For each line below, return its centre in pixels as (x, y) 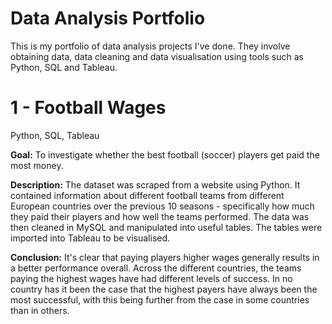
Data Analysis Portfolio (108, 18)
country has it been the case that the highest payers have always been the (164, 289)
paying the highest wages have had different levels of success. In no (151, 278)
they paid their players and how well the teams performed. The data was (160, 216)
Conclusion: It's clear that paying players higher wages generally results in (165, 257)
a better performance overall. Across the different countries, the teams (156, 268)
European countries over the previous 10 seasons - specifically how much (162, 206)
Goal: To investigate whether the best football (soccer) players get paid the (165, 154)
